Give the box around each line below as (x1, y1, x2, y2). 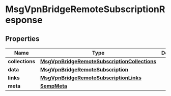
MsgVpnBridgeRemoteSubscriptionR (5, 4, 165, 15)
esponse (5, 14, 43, 26)
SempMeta (40, 82, 68, 89)
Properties (5, 34, 40, 43)
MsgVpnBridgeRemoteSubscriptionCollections (40, 58, 157, 65)
